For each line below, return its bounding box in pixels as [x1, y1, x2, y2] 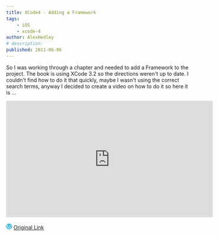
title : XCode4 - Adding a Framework [6, 9, 96, 15]
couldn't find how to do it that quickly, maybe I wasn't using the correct [6, 76, 179, 83]
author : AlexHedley [6, 34, 54, 41]
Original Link [13, 223, 44, 230]
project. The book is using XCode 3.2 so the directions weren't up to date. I [6, 70, 189, 77]
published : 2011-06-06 [6, 47, 62, 53]
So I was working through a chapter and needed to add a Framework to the [6, 64, 189, 71]
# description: [6, 41, 44, 47]
